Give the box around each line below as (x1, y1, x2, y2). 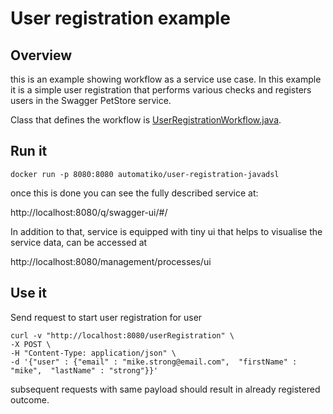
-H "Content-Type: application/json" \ (10, 348, 177, 358)
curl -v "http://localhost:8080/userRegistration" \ (10, 330, 235, 341)
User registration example (10, 7, 231, 30)
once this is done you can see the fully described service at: (10, 187, 259, 199)
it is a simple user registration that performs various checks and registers (10, 84, 312, 96)
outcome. (10, 393, 50, 406)
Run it (10, 143, 48, 160)
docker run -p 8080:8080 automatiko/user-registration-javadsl (10, 169, 280, 179)
